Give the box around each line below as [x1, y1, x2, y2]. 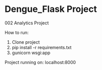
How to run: [4, 29, 29, 35]
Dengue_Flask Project [4, 3, 98, 15]
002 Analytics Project [4, 20, 49, 26]
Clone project [11, 39, 40, 45]
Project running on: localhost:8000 [4, 59, 76, 65]
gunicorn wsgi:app [11, 50, 51, 56]
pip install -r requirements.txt [11, 44, 72, 50]
